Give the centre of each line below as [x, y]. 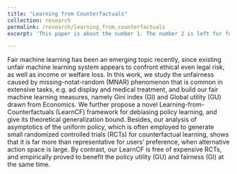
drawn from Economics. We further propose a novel [83, 105]
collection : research [39, 20]
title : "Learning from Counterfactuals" [68, 14]
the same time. [29, 164]
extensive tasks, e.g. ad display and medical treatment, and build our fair [113, 89]
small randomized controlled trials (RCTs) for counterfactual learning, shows [118, 135]
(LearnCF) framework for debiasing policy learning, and [136, 112]
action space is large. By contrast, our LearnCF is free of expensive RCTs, [115, 149]
